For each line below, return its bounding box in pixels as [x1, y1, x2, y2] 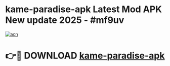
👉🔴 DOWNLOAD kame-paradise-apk [5, 50, 165, 61]
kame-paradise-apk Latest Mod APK [5, 4, 162, 15]
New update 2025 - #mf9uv [5, 14, 124, 26]
